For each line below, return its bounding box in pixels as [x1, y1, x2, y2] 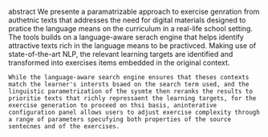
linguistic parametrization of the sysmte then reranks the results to [8, 87, 253, 95]
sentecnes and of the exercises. [8, 123, 120, 131]
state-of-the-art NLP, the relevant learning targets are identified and [8, 50, 233, 58]
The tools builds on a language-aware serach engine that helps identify [8, 32, 245, 42]
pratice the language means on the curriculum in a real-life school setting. [8, 24, 253, 33]
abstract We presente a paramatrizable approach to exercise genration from [8, 7, 260, 16]
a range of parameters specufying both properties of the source [8, 115, 231, 123]
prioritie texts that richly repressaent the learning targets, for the [8, 95, 257, 103]
